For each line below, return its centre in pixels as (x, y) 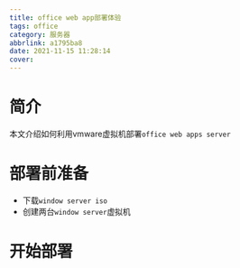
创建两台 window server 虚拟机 (76, 211)
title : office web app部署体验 (65, 18)
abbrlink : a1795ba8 (46, 43)
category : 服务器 (40, 34)
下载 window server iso (65, 200)
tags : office (34, 26)
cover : (22, 60)
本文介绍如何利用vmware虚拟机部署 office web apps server (120, 134)
